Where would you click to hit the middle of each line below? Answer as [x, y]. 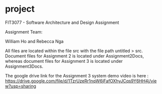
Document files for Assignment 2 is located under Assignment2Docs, [74, 56]
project [20, 9]
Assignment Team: [24, 32]
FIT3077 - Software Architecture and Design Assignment [62, 22]
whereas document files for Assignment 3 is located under [64, 61]
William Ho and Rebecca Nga [34, 41]
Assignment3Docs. [24, 66]
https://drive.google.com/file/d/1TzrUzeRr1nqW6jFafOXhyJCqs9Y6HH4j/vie [81, 81]
